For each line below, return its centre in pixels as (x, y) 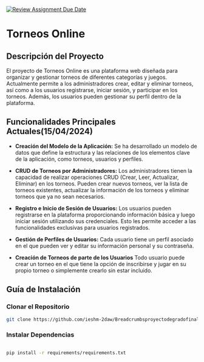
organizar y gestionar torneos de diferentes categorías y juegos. (87, 77)
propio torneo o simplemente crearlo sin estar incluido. (84, 270)
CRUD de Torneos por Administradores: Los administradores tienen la (104, 170)
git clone (19, 319)
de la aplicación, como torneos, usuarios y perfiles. (79, 159)
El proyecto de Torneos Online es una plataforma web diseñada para (92, 71)
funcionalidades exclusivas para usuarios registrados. (82, 227)
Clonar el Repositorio (38, 307)
